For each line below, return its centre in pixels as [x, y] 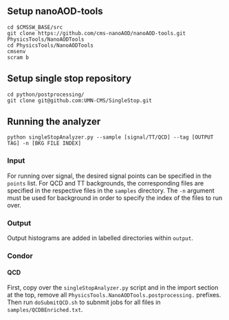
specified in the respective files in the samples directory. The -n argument [111, 190]
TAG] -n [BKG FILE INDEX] [44, 143]
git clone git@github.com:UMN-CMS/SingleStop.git [80, 100]
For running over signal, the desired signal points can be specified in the [109, 176]
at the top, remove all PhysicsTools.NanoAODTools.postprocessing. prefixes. [114, 295]
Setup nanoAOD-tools [55, 11]
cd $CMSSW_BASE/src [35, 27]
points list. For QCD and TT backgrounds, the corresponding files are [106, 183]
